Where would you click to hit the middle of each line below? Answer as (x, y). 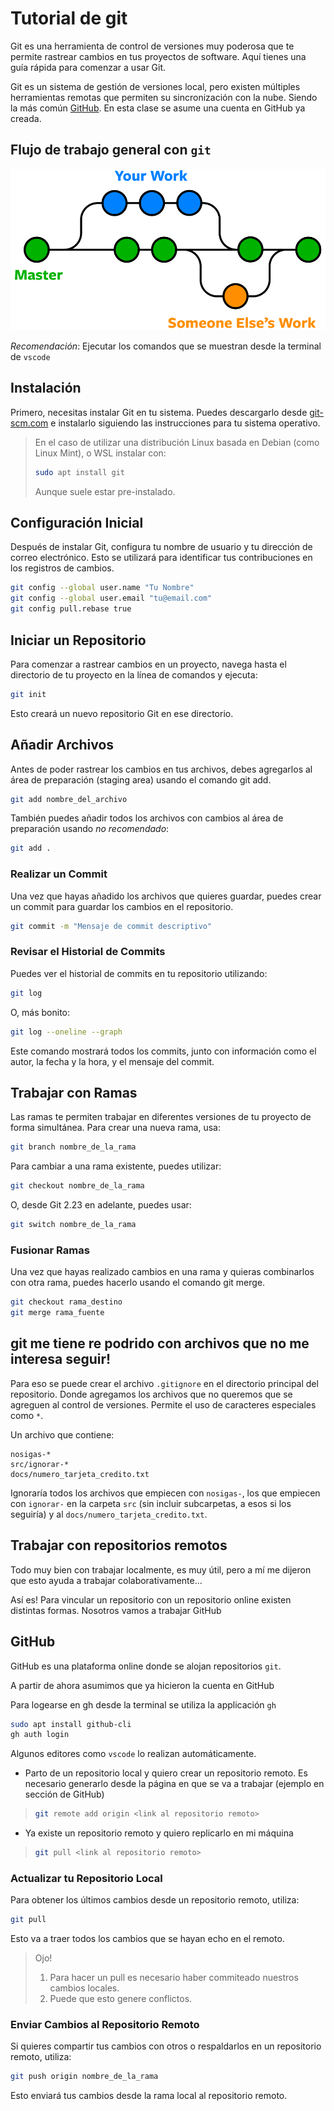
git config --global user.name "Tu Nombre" (102, 588)
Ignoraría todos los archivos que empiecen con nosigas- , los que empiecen (165, 1493)
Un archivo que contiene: (62, 1434)
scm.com (29, 423)
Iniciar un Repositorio (78, 640)
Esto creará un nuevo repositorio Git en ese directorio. (122, 713)
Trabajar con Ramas (74, 1092)
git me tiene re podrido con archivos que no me (160, 1343)
